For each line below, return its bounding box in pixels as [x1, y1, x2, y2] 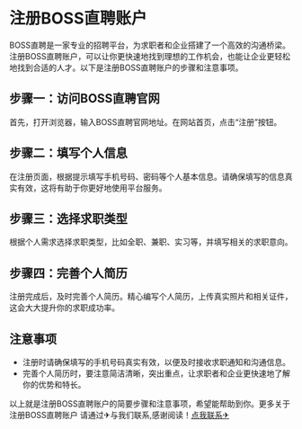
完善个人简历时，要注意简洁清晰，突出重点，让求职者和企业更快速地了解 [22, 368, 290, 379]
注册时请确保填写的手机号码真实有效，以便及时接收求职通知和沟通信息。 [22, 357, 290, 367]
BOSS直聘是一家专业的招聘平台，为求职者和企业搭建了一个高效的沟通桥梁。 [9, 40, 290, 50]
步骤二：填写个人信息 [9, 146, 128, 161]
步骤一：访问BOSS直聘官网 [9, 91, 160, 106]
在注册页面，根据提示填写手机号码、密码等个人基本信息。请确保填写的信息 [9, 171, 285, 182]
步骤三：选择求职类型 [9, 210, 128, 226]
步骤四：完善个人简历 [9, 265, 128, 281]
